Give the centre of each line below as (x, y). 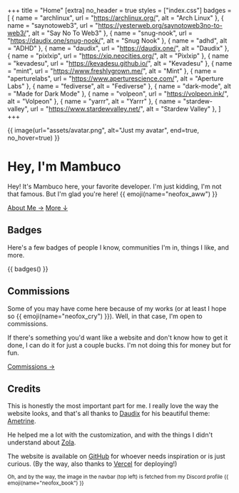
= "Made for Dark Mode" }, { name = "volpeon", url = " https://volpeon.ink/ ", (118, 93)
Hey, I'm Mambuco (64, 167)
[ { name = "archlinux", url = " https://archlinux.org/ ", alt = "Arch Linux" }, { (116, 18)
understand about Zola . (42, 442)
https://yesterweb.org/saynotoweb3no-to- (160, 25)
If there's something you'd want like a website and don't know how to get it (118, 337)
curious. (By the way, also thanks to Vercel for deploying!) (92, 464)
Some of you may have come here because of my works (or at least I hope (117, 308)
